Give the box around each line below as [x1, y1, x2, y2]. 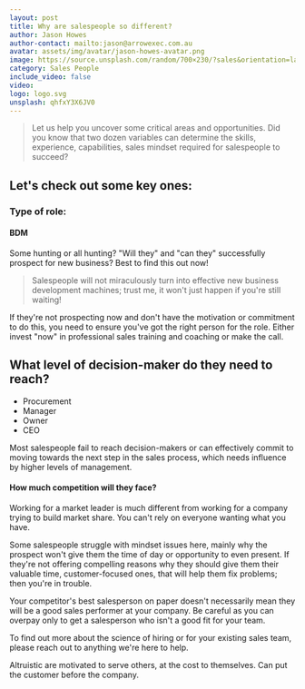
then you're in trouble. [9, 577, 93, 588]
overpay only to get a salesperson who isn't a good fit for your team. [9, 615, 266, 625]
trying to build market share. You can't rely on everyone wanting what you [9, 512, 286, 523]
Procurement [22, 396, 72, 407]
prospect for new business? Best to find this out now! [9, 257, 209, 268]
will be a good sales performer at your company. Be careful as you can [9, 605, 274, 615]
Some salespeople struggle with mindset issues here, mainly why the [9, 539, 268, 550]
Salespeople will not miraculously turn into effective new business [31, 274, 280, 286]
